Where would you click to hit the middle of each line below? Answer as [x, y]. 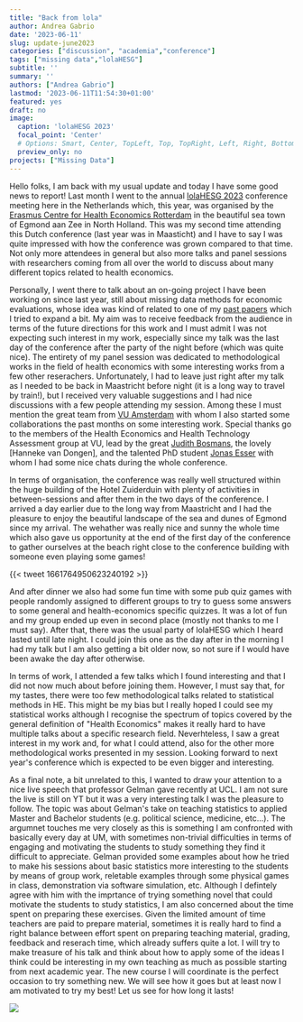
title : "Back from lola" [56, 18]
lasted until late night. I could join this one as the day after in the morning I [147, 639]
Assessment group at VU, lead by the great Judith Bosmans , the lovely [141, 443]
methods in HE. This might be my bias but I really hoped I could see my [141, 704]
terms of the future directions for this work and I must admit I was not [138, 328]
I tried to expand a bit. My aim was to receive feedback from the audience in [151, 318]
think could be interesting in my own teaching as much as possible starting [148, 962]
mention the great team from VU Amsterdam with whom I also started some [150, 414]
